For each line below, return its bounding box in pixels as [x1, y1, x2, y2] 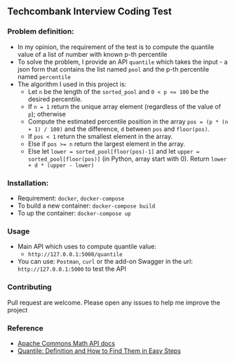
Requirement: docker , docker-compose [17, 194, 125, 202]
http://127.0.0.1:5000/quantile [27, 251, 123, 258]
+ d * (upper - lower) [27, 161, 95, 169]
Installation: [7, 178, 49, 188]
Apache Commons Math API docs [17, 339, 116, 347]
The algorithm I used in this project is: [17, 80, 127, 88]
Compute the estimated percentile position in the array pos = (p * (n [27, 117, 229, 126]
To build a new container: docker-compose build [17, 201, 156, 210]
